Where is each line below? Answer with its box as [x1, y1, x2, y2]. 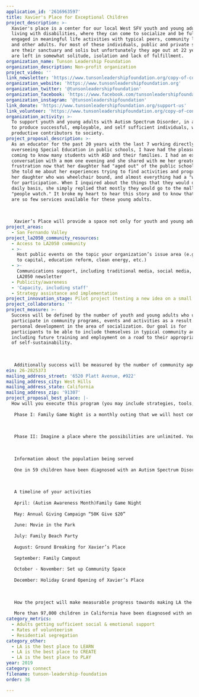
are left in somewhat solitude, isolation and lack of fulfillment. [11, 53, 184, 59]
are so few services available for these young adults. [11, 197, 152, 202]
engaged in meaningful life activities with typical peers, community [11, 36, 190, 42]
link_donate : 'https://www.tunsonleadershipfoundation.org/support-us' [6, 102, 187, 109]
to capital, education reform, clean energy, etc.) [17, 257, 147, 263]
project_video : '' [6, 69, 52, 75]
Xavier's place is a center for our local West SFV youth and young [11, 25, 184, 31]
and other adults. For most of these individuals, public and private [11, 42, 190, 48]
